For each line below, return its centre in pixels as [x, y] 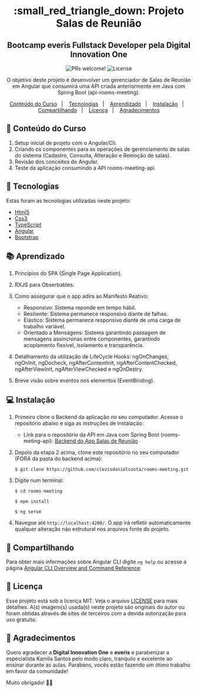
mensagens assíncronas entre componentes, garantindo [92, 339]
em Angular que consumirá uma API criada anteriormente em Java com [99, 86]
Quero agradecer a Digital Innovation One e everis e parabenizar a [88, 652]
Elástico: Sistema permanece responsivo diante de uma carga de [102, 320]
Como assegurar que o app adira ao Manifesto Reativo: [81, 296]
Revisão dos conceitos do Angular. [56, 162]
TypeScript [28, 225]
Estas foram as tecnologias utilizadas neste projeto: [69, 200]
